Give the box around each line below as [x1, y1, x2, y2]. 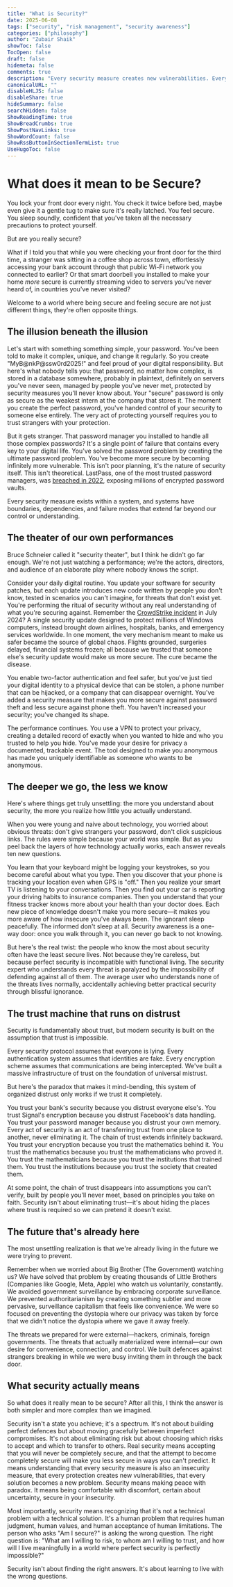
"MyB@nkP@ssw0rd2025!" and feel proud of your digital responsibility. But [7, 359, 223, 367]
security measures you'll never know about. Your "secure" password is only [7, 389, 224, 397]
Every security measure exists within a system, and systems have [7, 497, 195, 505]
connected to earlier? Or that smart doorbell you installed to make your [7, 270, 210, 278]
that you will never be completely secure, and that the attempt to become [7, 1449, 217, 1457]
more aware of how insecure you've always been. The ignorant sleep [7, 915, 205, 924]
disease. [7, 660, 32, 668]
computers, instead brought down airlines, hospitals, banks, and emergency [7, 623, 225, 631]
